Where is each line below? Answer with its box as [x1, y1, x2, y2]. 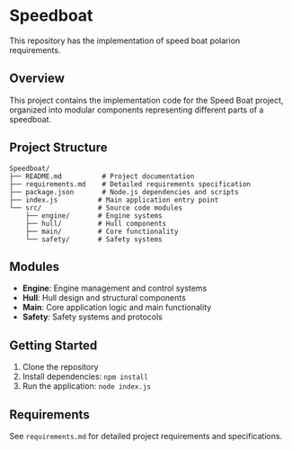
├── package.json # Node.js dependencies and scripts [9, 187, 240, 196]
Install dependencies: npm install [22, 371, 148, 382]
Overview [9, 71, 66, 86]
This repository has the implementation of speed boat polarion [9, 35, 241, 46]
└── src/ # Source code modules [9, 203, 182, 212]
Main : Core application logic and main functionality [22, 302, 212, 313]
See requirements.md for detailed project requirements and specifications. [9, 431, 283, 441]
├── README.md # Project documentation [9, 172, 195, 181]
